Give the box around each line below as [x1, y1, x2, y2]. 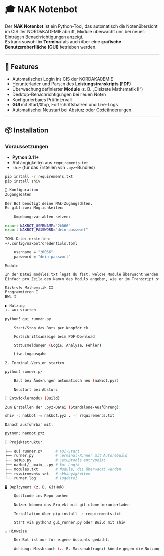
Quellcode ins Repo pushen [14, 494, 69, 498]
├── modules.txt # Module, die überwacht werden [5, 467, 121, 472]
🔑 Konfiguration [5, 187, 38, 193]
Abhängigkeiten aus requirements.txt [12, 160, 89, 165]
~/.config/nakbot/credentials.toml [5, 241, 78, 246]
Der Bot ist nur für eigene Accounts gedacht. [14, 537, 110, 542]
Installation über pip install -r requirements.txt [14, 511, 121, 516]
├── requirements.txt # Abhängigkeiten [5, 472, 91, 476]
